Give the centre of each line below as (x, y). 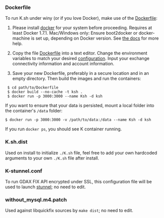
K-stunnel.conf (24, 171)
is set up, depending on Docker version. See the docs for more (95, 38)
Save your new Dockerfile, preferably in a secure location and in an (81, 73)
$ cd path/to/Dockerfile (33, 88)
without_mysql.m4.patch (36, 200)
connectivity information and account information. (63, 64)
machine (21, 38)
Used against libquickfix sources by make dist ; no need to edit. (69, 211)
